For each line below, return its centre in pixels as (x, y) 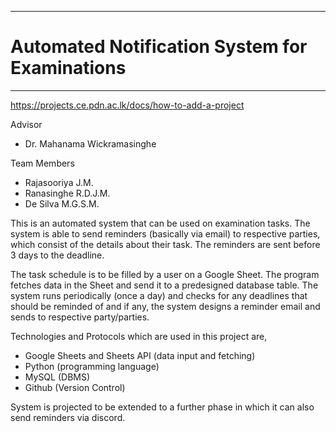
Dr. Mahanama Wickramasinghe (90, 143)
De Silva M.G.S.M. (62, 203)
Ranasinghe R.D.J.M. (67, 193)
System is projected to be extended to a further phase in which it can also (162, 407)
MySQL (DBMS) (57, 377)
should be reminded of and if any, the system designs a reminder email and (165, 306)
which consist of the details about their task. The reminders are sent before (165, 244)
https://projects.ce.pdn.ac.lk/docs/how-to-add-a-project (127, 105)
